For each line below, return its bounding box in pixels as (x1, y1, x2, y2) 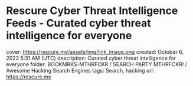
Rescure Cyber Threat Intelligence (6, 4, 178, 18)
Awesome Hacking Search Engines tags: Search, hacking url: (6, 67, 155, 74)
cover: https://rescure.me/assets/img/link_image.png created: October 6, (6, 48, 184, 55)
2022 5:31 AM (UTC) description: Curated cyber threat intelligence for (6, 54, 176, 61)
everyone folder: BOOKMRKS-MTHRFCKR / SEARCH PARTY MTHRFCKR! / (6, 60, 188, 68)
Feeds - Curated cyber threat (6, 16, 152, 30)
